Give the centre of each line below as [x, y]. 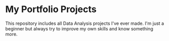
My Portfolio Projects [51, 9]
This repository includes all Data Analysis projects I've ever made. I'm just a [85, 23]
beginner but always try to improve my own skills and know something [79, 28]
